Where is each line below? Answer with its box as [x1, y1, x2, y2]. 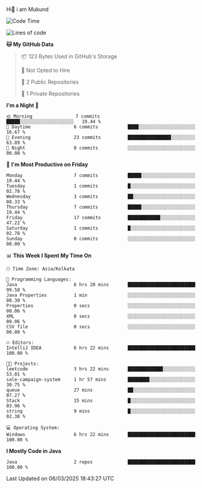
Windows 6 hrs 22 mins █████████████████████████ [6, 431, 196, 437]
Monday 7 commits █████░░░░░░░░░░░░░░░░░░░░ [6, 172, 196, 178]
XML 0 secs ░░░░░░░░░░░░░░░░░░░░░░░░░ [6, 313, 196, 319]
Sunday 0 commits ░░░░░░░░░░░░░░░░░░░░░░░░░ [6, 236, 196, 242]
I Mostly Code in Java [6, 448, 62, 454]
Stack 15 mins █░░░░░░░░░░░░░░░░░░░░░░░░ [6, 398, 196, 404]
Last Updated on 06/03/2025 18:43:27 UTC [6, 475, 115, 482]
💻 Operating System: [6, 425, 60, 431]
